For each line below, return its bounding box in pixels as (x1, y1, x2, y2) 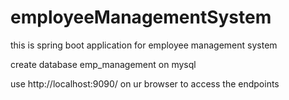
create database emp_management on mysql (10, 58, 197, 70)
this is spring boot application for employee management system (10, 39, 278, 51)
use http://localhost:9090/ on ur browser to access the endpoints (10, 77, 280, 90)
